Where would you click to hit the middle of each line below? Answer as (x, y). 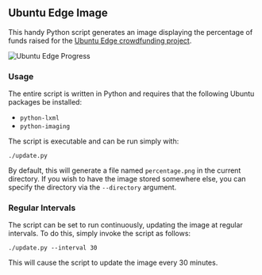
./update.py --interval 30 (53, 248)
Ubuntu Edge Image (58, 13)
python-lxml (39, 118)
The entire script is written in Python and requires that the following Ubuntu (131, 94)
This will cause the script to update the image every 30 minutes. (113, 263)
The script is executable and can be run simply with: (94, 141)
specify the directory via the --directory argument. (92, 187)
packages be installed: (45, 102)
